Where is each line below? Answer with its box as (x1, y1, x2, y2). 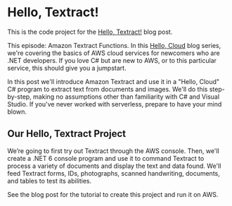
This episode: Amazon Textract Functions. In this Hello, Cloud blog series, (7, 41, 221, 49)
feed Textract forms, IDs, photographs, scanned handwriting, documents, (7, 169, 220, 177)
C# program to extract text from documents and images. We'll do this (7, 85, 208, 93)
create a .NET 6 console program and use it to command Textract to (7, 154, 205, 162)
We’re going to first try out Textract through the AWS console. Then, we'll (7, 146, 219, 155)
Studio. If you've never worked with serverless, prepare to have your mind (7, 99, 222, 108)
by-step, (7, 92, 32, 101)
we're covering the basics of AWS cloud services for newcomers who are (7, 49, 220, 57)
